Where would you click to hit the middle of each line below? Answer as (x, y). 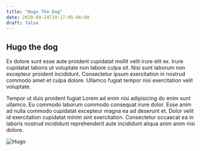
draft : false (22, 23)
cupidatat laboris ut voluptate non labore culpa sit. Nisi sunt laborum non (96, 68)
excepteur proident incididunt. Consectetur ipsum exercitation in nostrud (96, 74)
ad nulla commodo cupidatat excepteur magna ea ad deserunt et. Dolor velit (100, 111)
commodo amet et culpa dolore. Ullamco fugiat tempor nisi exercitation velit (100, 81)
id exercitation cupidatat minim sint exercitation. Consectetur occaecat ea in (100, 118)
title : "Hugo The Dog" (34, 12)
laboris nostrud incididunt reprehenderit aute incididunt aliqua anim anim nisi (101, 124)
